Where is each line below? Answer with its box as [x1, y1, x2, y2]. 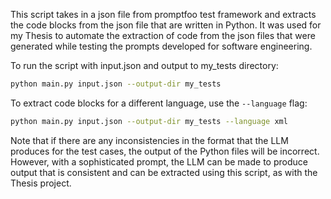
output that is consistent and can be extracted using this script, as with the [10, 166, 318, 178]
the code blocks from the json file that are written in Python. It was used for [10, 19, 322, 31]
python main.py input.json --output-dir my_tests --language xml [10, 116, 288, 126]
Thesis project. [10, 177, 72, 189]
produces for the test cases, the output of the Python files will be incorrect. [10, 145, 320, 157]
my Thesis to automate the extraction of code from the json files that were [10, 30, 316, 41]
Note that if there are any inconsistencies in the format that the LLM [10, 134, 289, 146]
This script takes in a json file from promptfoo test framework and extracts [10, 9, 317, 20]
